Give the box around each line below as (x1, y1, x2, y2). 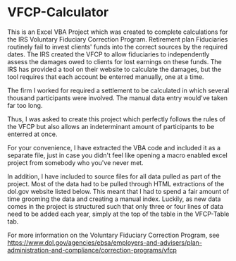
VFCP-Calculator (7, 4, 109, 20)
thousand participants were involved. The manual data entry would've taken (7, 93, 228, 102)
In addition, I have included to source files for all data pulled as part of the (7, 172, 221, 181)
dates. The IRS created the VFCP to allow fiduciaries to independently (7, 50, 210, 59)
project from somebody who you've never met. (7, 158, 144, 166)
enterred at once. (7, 130, 58, 138)
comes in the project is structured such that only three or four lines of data (7, 202, 224, 210)
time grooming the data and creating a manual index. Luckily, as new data (7, 195, 221, 203)
